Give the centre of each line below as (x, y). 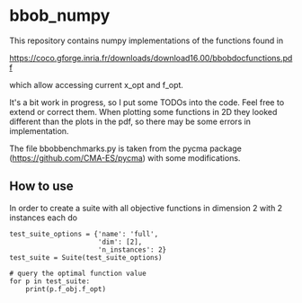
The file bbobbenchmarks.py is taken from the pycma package (126, 148)
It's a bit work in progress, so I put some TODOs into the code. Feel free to (147, 102)
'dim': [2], (120, 242)
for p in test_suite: (50, 281)
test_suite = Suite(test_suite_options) (86, 257)
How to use (41, 187)
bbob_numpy (60, 16)
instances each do (44, 218)
